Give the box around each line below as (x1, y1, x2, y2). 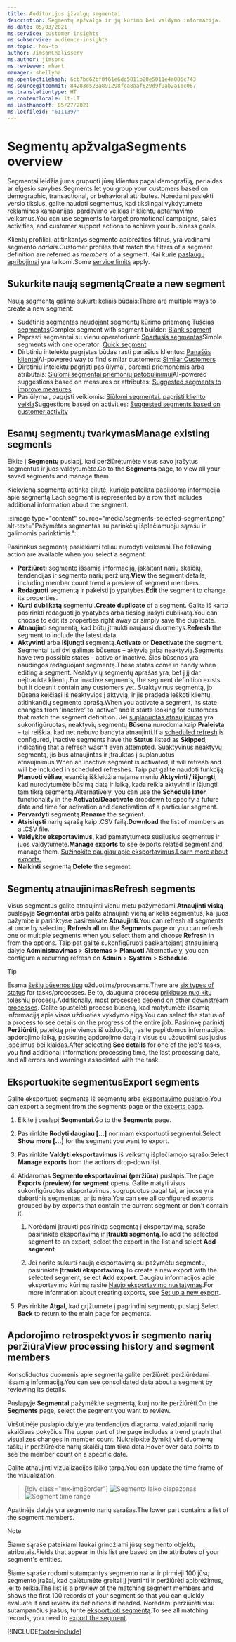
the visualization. (7, 1471, 56, 1479)
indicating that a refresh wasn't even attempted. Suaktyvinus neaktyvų (17, 743, 223, 752)
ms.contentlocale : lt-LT (7, 96, 80, 103)
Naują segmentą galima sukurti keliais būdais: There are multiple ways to (7, 297, 216, 305)
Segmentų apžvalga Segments (7, 138, 188, 155)
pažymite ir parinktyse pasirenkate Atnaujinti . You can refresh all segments (7, 916, 224, 925)
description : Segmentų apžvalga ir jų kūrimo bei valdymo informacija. (7, 17, 221, 24)
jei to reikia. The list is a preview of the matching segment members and (7, 1584, 214, 1592)
